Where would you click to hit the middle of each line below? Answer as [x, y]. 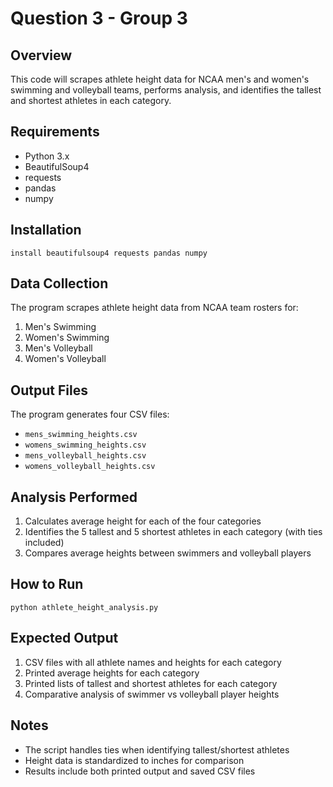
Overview [41, 55]
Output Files [49, 390]
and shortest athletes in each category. [91, 100]
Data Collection [59, 283]
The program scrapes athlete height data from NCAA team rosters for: [154, 308]
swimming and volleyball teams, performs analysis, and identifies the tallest [166, 90]
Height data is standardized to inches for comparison [134, 760]
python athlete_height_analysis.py [84, 607]
